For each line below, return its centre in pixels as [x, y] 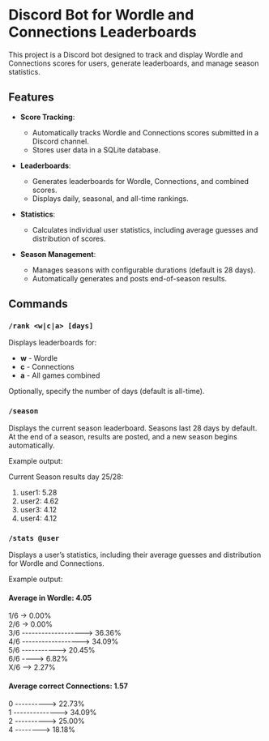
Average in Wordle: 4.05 [50, 598]
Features [31, 98]
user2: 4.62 [39, 501]
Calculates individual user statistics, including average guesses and [145, 229]
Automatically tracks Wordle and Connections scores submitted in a [145, 132]
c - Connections [47, 367]
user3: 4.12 [38, 509]
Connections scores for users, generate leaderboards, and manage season [134, 63]
